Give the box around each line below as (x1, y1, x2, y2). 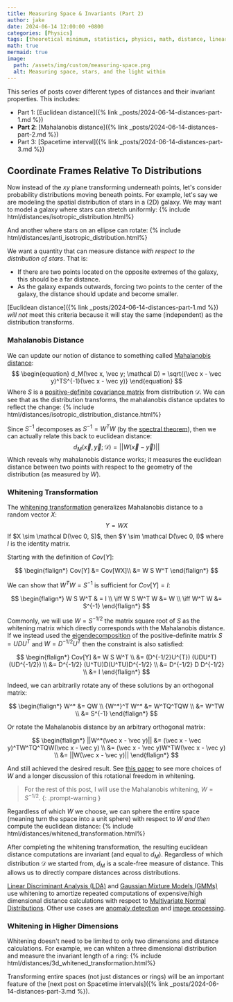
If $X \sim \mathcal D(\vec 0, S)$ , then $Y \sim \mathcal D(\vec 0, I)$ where (7, 532, 224, 541)
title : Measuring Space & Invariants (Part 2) (7, 10, 144, 17)
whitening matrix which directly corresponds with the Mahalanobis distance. (7, 623, 225, 632)
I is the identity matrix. (7, 539, 71, 548)
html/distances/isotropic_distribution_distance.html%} (7, 410, 162, 418)
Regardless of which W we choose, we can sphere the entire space (7, 807, 200, 815)
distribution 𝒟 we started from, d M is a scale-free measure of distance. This (7, 859, 224, 869)
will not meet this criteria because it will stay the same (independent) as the (7, 311, 223, 319)
